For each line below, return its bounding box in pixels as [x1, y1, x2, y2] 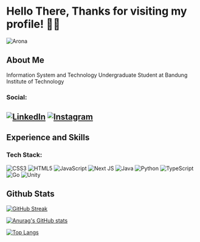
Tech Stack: [6, 151, 43, 159]
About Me [6, 55, 44, 65]
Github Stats [6, 189, 55, 199]
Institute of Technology [6, 77, 64, 85]
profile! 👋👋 [6, 17, 61, 31]
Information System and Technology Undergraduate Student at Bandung [6, 71, 188, 79]
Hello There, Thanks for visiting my [6, 4, 187, 18]
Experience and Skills [6, 132, 90, 143]
